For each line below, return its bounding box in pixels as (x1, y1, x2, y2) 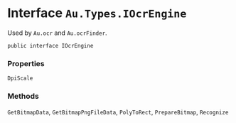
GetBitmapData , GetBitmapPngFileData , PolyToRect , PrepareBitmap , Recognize (7, 107, 229, 116)
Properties (7, 58, 45, 68)
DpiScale (7, 75, 33, 82)
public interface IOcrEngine (7, 42, 94, 49)
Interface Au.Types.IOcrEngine (7, 5, 187, 21)
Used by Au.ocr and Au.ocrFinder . (7, 28, 108, 37)
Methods (7, 91, 39, 101)
